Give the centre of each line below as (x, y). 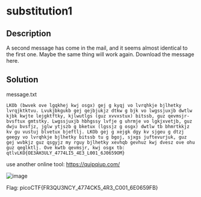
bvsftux (16, 121)
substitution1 (39, 11)
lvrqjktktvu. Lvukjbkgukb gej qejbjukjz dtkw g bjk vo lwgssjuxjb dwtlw (99, 111)
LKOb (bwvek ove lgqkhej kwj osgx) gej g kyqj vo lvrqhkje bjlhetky (94, 105)
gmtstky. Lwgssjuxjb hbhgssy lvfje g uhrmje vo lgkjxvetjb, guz (110, 121)
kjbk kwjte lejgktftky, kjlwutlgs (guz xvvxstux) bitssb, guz (86, 116)
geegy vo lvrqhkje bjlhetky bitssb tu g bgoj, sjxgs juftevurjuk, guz (97, 137)
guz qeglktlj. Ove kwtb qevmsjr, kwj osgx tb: (66, 147)
